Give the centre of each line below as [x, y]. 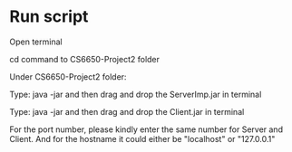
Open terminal [36, 42]
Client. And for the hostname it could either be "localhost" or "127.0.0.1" [142, 138]
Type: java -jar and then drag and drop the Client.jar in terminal [127, 111]
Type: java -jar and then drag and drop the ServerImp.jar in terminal [136, 94]
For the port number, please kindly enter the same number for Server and [146, 129]
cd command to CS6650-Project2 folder [85, 59]
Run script [49, 17]
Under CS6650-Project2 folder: [68, 76]
